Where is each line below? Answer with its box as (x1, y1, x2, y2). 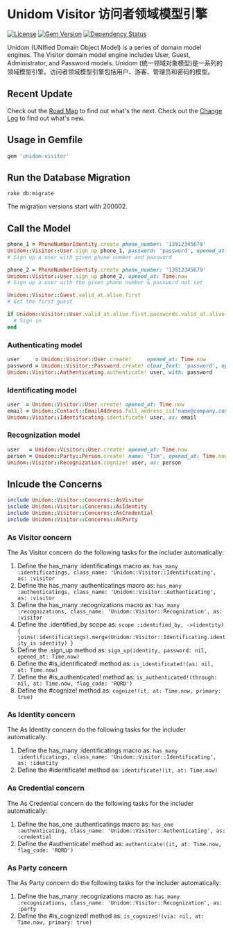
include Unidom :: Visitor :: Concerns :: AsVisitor (7, 497, 144, 504)
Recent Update (7, 88, 73, 100)
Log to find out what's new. (7, 114, 85, 122)
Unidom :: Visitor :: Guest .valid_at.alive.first (7, 292, 141, 299)
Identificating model (7, 385, 77, 395)
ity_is (17, 640, 37, 647)
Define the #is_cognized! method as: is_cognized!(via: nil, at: (17, 911, 205, 920)
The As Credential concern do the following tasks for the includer (7, 799, 194, 807)
